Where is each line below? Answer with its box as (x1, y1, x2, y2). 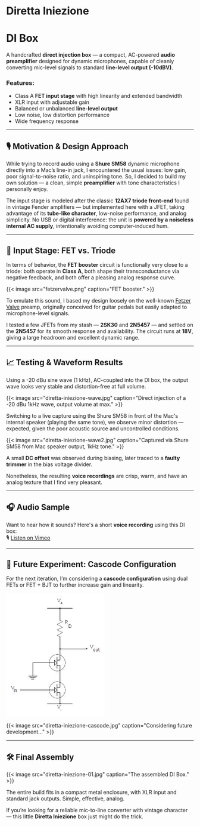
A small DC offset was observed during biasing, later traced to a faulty (6, 454, 180, 461)
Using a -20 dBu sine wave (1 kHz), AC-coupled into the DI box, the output (6, 376, 189, 383)
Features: (6, 79, 35, 87)
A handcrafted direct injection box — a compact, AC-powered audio (6, 51, 176, 58)
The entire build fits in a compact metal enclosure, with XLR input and (6, 789, 177, 796)
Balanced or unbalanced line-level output (14, 105, 118, 112)
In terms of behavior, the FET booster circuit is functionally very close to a (6, 261, 189, 269)
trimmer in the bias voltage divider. (6, 461, 93, 468)
